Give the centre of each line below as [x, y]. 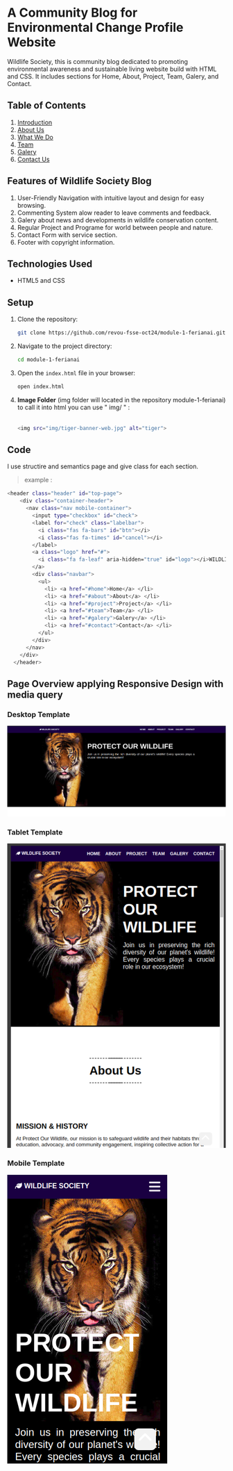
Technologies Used [50, 264]
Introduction [35, 122]
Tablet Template [35, 832]
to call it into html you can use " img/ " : [74, 407]
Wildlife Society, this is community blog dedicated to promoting [98, 61]
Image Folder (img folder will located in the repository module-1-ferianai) [121, 400]
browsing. [32, 205]
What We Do [35, 137]
